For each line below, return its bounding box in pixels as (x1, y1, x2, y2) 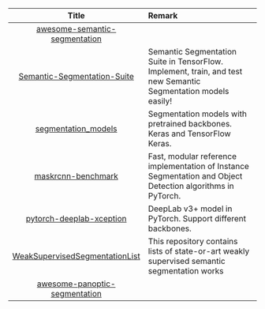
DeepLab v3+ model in (147, 203, 233, 214)
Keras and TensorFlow (147, 128, 231, 139)
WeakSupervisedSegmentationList (12, 251, 140, 262)
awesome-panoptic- (36, 278, 116, 289)
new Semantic (147, 76, 201, 86)
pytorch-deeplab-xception (25, 213, 127, 224)
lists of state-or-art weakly (147, 246, 250, 256)
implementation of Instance (147, 161, 250, 171)
